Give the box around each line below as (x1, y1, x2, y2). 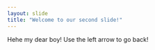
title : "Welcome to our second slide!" (7, 16, 123, 23)
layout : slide (7, 10, 49, 17)
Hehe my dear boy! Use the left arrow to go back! (7, 35, 149, 43)
